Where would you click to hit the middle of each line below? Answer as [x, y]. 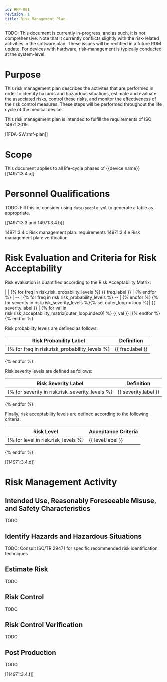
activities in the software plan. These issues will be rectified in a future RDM [83, 44]
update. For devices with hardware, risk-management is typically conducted [83, 49]
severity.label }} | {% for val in [36, 308]
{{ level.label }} [106, 440]
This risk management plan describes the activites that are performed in [79, 88]
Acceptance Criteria [113, 432]
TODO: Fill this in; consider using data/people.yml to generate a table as [79, 208]
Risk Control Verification [44, 625]
